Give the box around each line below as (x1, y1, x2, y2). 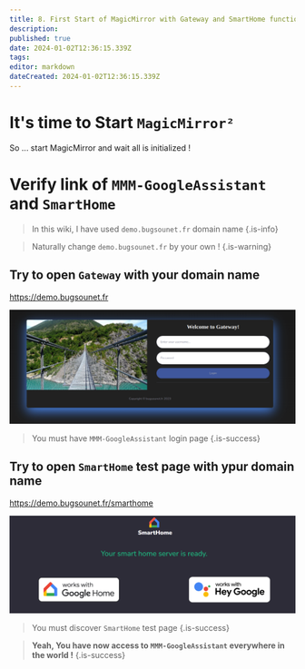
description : (9, 24, 59, 34)
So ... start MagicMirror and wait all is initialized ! (9, 142, 191, 153)
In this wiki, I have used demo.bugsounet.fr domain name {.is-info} (31, 223, 279, 234)
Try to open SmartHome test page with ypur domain (9, 459, 295, 475)
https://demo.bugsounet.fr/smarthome (9, 497, 154, 508)
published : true (9, 34, 71, 43)
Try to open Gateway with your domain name (9, 268, 261, 283)
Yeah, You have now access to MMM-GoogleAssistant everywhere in (31, 640, 286, 651)
